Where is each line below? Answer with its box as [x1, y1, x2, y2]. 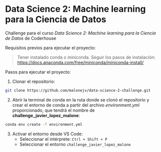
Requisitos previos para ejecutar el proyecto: [5, 45, 96, 51]
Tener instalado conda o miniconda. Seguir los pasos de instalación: [17, 54, 156, 60]
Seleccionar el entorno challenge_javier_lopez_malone [19, 141, 131, 147]
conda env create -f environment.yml [5, 122, 83, 127]
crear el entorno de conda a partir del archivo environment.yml [12, 102, 140, 108]
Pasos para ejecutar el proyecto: [5, 69, 71, 75]
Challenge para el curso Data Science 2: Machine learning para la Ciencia [5, 30, 156, 36]
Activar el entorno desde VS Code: [12, 131, 83, 137]
